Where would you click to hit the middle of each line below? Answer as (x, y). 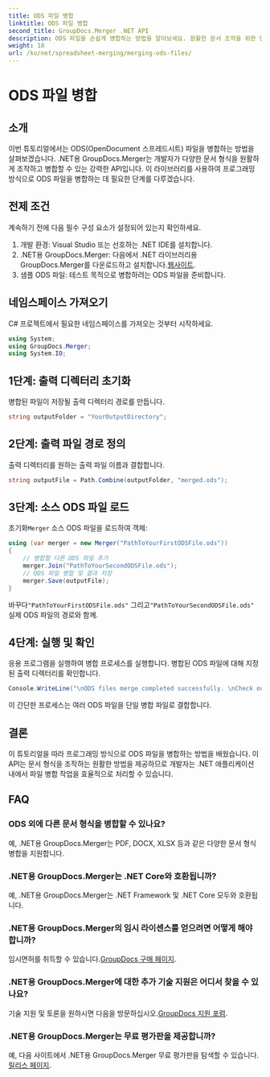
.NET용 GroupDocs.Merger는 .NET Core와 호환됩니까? (112, 876)
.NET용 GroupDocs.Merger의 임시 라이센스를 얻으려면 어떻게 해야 (131, 928)
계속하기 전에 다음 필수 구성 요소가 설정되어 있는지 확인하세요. (105, 227)
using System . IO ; (37, 354)
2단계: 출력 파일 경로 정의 (67, 444)
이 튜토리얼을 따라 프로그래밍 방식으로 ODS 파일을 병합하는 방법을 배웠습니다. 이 (134, 754)
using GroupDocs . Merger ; (50, 346)
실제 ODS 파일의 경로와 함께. (53, 615)
